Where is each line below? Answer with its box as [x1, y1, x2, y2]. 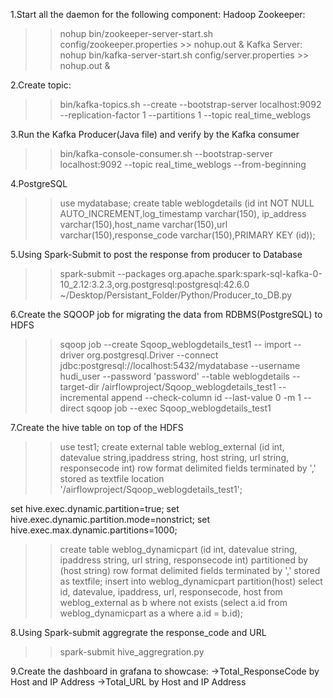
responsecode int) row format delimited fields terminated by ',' [59, 462, 317, 474]
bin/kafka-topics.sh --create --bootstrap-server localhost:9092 [59, 99, 322, 110]
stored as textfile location [59, 473, 165, 484]
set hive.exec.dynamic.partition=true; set [10, 503, 180, 514]
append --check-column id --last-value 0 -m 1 [110, 392, 302, 403]
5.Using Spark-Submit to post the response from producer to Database [10, 249, 303, 260]
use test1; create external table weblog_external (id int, [59, 441, 285, 453]
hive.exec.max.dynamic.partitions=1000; [10, 524, 178, 536]
